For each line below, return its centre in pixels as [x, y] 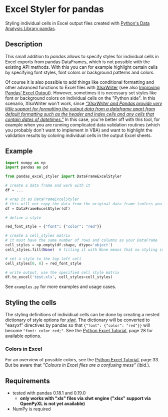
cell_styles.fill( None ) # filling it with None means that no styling [81, 249]
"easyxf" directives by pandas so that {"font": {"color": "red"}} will [77, 325]
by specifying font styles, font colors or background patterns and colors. [80, 72]
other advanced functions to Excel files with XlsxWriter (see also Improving [82, 87]
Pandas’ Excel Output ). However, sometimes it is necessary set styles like [81, 93]
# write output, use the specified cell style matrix [62, 272]
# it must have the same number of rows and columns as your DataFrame [81, 240]
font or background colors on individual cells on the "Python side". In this [80, 98]
